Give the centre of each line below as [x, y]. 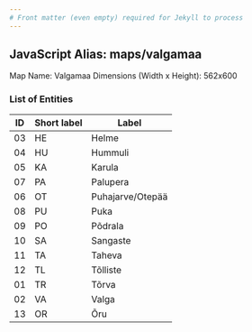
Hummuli [110, 152]
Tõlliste [107, 270]
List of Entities [41, 99]
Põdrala [108, 226]
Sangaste [111, 240]
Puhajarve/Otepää [130, 197]
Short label [58, 123]
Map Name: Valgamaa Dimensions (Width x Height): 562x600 [123, 76]
